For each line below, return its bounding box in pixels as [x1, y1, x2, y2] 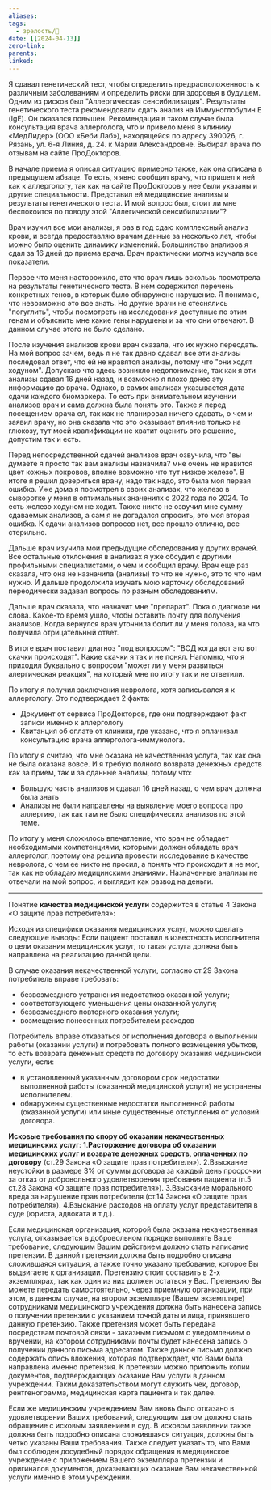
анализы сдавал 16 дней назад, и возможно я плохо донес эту [8, 374, 224, 384]
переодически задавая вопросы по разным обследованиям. [8, 586, 218, 596]
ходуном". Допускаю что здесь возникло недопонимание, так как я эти [8, 365, 256, 375]
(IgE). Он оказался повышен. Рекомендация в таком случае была [8, 113, 234, 123]
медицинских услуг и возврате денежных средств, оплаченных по [8, 1148, 248, 1158]
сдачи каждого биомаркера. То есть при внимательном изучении [8, 391, 236, 401]
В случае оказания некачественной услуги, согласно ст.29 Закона [8, 965, 239, 975]
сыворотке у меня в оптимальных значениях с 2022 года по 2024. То [8, 493, 248, 503]
